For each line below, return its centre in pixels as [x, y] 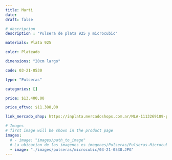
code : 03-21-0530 [24, 70]
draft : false [19, 19]
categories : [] [21, 89]
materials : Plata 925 [28, 43]
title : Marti [19, 10]
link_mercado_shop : [26, 117]
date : [11, 15]
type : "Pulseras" [24, 80]
